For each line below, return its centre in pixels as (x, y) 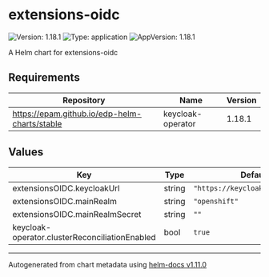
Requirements (44, 78)
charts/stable (37, 123)
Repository (84, 100)
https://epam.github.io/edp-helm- (77, 114)
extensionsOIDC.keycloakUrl (66, 188)
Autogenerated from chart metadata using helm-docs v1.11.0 (107, 264)
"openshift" (216, 201)
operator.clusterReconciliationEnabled (84, 237)
